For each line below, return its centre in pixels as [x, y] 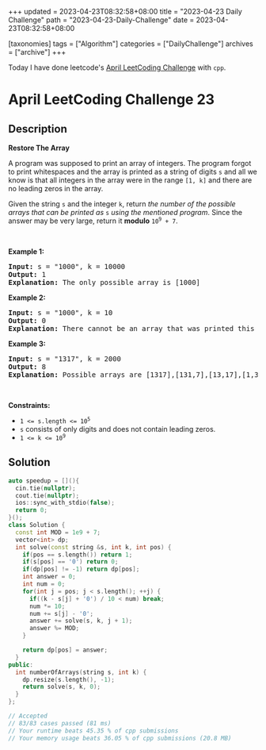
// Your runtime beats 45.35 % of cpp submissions [93, 731]
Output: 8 [27, 367]
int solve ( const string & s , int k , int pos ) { [93, 547]
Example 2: [27, 298]
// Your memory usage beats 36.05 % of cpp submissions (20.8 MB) [120, 738]
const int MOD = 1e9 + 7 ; [58, 532]
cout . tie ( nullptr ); [47, 495]
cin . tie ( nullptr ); [46, 488]
